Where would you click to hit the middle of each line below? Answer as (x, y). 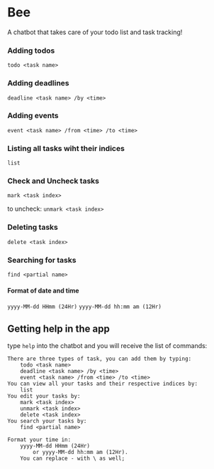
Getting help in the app (58, 328)
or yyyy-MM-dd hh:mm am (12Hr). (81, 453)
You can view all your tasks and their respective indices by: (103, 384)
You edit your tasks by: (44, 396)
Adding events (33, 116)
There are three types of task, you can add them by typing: (100, 359)
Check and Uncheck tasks (53, 181)
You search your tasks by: (47, 421)
